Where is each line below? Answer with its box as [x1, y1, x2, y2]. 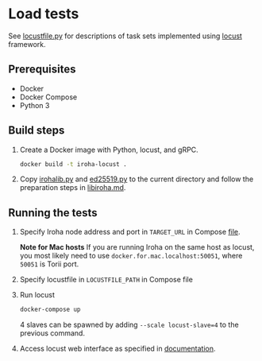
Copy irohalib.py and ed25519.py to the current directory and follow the [19, 174, 254, 184]
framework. [8, 39, 46, 49]
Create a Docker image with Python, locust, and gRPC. [19, 145, 198, 154]
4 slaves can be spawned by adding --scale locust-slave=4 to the [19, 320, 240, 330]
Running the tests [8, 206, 98, 219]
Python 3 [19, 100, 50, 110]
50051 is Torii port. [19, 259, 79, 269]
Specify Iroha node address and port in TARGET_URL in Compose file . [19, 227, 241, 237]
